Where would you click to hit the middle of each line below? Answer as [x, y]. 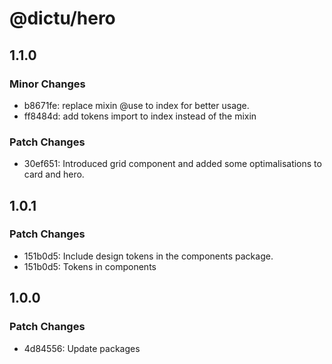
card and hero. [54, 174]
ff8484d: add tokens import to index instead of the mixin [140, 116]
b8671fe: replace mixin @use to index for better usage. [136, 105]
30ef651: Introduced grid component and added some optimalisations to [172, 164]
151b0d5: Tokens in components [90, 266]
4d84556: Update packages [82, 348]
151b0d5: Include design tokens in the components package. [148, 256]
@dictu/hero [62, 18]
